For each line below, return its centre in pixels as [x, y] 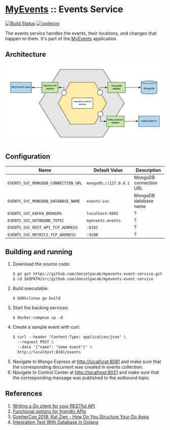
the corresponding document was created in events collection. [78, 367]
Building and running [39, 252]
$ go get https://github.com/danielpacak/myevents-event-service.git [88, 274]
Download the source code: [41, 264]
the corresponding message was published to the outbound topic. [81, 378]
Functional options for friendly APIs [49, 411]
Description [148, 170]
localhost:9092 [103, 213]
